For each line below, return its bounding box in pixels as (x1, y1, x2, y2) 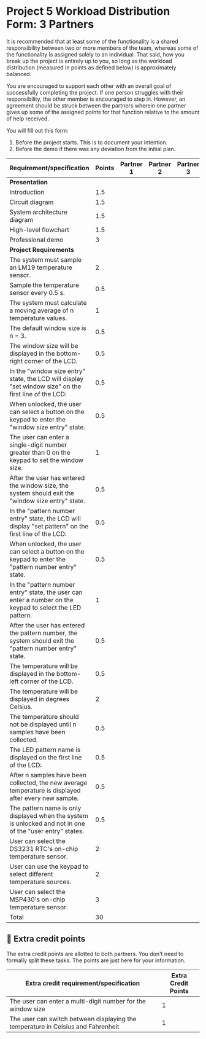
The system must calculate (9, 298, 87, 307)
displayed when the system (9, 811, 88, 820)
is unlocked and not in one (9, 819, 86, 828)
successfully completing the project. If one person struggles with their (6, 88, 184, 96)
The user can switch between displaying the (9, 1014, 137, 1023)
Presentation (9, 178, 48, 186)
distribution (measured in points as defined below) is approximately (6, 63, 177, 71)
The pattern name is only (9, 804, 82, 812)
